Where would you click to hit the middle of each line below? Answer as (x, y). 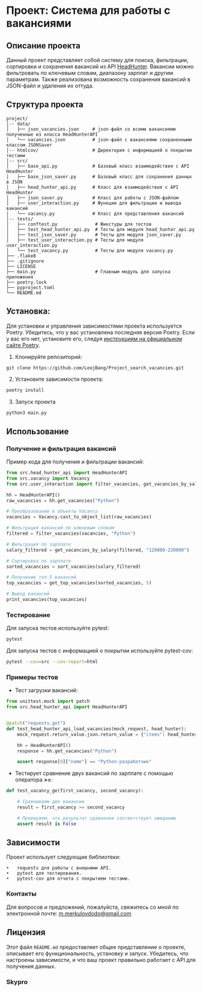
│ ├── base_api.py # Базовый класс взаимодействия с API (98, 166)
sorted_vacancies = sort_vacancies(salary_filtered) (74, 567)
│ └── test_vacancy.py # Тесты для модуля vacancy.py (90, 250)
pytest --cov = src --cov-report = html (52, 662)
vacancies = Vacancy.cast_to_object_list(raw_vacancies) (79, 517)
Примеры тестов (32, 677)
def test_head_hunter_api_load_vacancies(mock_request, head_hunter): (96, 729)
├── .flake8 (21, 256)
